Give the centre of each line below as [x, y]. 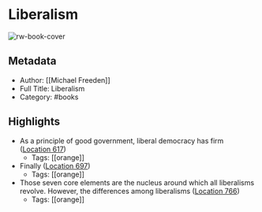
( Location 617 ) [43, 149]
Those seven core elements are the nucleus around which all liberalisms [137, 182]
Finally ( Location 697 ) [55, 166]
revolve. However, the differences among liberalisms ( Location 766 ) [130, 191]
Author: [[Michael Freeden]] [65, 80]
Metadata [32, 61]
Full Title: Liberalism [52, 88]
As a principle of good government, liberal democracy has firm [122, 140]
